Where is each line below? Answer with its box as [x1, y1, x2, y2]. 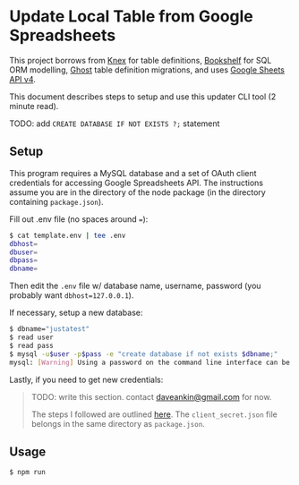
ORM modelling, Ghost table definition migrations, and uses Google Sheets [9, 64, 285, 75]
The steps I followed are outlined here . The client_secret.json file [30, 409, 278, 420]
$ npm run [9, 468, 47, 477]
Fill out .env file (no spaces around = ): [9, 213, 149, 225]
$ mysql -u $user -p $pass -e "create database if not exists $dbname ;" [9, 349, 278, 359]
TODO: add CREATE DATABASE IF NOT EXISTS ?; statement [9, 118, 220, 129]
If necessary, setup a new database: [9, 307, 143, 319]
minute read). [9, 100, 59, 111]
